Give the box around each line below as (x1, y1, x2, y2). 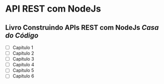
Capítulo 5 (12, 67, 34, 73)
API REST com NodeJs (5, 3, 101, 15)
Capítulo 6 (12, 73, 34, 79)
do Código (5, 31, 39, 39)
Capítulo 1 (12, 45, 34, 51)
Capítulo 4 (12, 62, 34, 68)
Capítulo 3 (12, 56, 34, 62)
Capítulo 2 (12, 50, 34, 56)
